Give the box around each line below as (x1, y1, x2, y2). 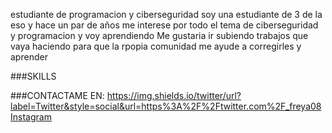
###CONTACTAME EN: (10, 90, 105, 101)
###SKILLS (10, 70, 57, 82)
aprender (10, 51, 48, 63)
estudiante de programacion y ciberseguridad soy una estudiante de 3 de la (10, 9, 323, 20)
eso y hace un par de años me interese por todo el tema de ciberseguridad (10, 19, 319, 31)
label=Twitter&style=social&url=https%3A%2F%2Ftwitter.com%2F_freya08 (10, 100, 322, 112)
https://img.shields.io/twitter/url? (106, 90, 242, 101)
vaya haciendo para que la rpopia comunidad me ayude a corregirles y (10, 40, 302, 52)
